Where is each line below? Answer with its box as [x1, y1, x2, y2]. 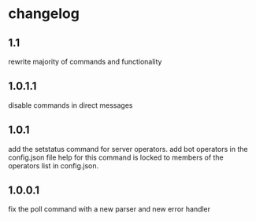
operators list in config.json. [8, 160, 99, 170]
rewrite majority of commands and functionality [8, 57, 162, 66]
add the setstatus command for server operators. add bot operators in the [8, 144, 248, 153]
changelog [8, 5, 80, 23]
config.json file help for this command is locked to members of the [8, 153, 224, 162]
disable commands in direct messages [8, 100, 133, 110]
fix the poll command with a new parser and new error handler [8, 204, 211, 214]
